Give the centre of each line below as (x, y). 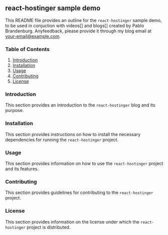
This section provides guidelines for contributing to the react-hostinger (79, 192)
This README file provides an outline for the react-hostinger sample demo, (83, 20)
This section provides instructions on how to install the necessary (73, 134)
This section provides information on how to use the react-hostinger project (84, 163)
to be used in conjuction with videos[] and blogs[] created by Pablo (75, 25)
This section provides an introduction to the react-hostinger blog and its (80, 105)
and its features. (22, 169)
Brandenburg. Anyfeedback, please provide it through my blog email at (78, 31)
